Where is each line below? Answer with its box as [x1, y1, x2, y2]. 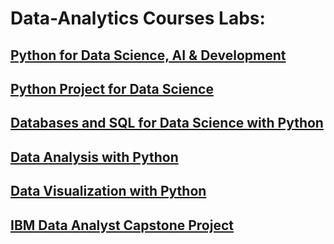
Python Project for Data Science [10, 80, 214, 97]
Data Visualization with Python [10, 183, 207, 200]
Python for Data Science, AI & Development [10, 47, 287, 64]
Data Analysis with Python [10, 148, 179, 166]
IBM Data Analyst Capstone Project [10, 217, 234, 234]
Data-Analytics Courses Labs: [10, 7, 266, 30]
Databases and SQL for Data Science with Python [10, 115, 324, 132]
